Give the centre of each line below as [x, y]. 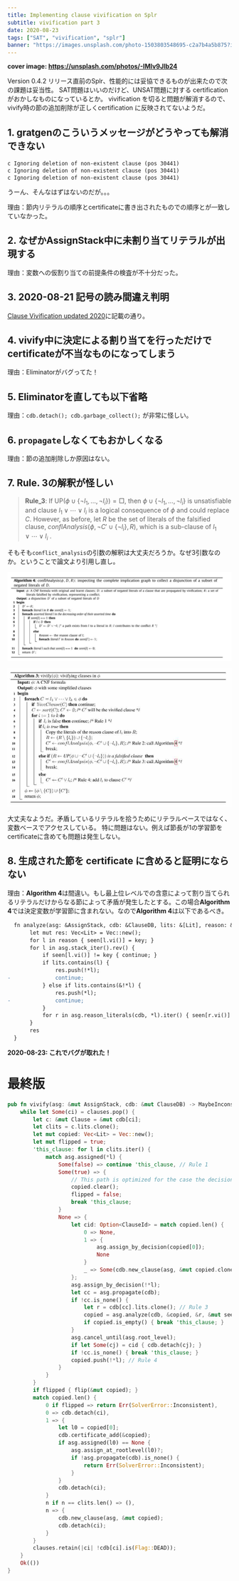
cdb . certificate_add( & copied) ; [105, 1436]
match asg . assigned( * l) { [84, 1157]
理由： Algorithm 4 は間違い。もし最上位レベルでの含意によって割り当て [112, 893]
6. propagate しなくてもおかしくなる [85, 440]
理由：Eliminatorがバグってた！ [53, 372]
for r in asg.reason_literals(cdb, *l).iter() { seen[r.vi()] [137, 1015]
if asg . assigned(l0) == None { [105, 1443]
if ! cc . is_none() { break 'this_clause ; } [135, 1352]
